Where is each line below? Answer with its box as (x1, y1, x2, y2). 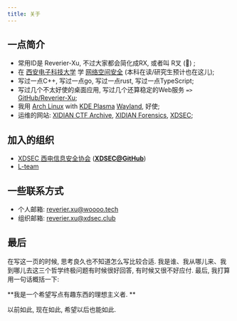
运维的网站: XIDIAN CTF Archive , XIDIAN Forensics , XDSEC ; (17, 111, 194, 120)
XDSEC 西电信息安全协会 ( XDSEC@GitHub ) (17, 154, 147, 163)
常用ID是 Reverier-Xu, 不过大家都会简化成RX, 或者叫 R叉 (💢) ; (17, 58, 196, 68)
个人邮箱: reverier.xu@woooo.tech (17, 205, 119, 214)
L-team (17, 162, 39, 171)
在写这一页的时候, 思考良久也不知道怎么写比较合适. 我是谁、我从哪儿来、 (7, 257, 221, 265)
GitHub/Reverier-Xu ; (17, 93, 78, 102)
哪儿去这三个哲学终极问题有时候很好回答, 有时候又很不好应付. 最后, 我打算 (13, 265, 230, 275)
